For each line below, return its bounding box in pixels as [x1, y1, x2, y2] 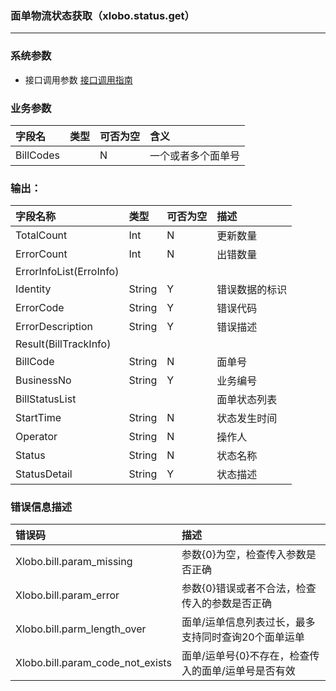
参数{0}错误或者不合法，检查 [181, 582, 317, 596]
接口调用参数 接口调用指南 [24, 73, 133, 86]
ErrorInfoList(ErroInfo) [15, 265, 120, 279]
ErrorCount [15, 247, 68, 261]
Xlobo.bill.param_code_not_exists [15, 656, 172, 670]
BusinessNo [15, 373, 72, 387]
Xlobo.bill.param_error [15, 588, 120, 602]
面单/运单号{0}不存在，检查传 [181, 649, 320, 663]
